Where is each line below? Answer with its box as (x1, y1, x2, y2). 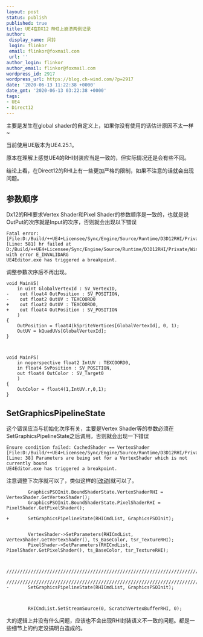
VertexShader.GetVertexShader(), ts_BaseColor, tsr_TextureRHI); (6, 537, 174, 543)
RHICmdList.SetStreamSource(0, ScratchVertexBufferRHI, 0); (28, 606, 182, 612)
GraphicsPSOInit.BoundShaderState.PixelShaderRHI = (28, 500, 161, 506)
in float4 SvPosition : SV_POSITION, (17, 365, 112, 371)
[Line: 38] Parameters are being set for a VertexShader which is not (6, 455, 188, 462)
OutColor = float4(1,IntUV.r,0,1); (17, 387, 107, 393)
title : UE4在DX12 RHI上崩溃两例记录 (6, 25, 91, 32)
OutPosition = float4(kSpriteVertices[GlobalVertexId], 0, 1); (17, 323, 180, 329)
